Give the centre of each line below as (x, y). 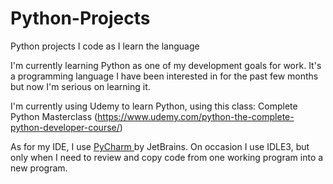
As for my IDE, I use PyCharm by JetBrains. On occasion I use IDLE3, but (160, 146)
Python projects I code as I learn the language (105, 46)
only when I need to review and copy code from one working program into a (167, 157)
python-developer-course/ (65, 127)
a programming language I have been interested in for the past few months (164, 76)
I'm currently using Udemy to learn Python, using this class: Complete (154, 106)
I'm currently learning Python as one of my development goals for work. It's (166, 65)
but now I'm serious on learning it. (80, 86)
